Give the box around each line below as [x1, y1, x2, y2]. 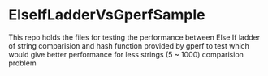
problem [8, 58, 37, 68]
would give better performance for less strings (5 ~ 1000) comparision [8, 49, 244, 59]
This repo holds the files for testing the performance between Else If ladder [8, 32, 261, 42]
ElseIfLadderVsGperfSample [8, 6, 205, 24]
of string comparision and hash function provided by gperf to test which [8, 40, 250, 50]
